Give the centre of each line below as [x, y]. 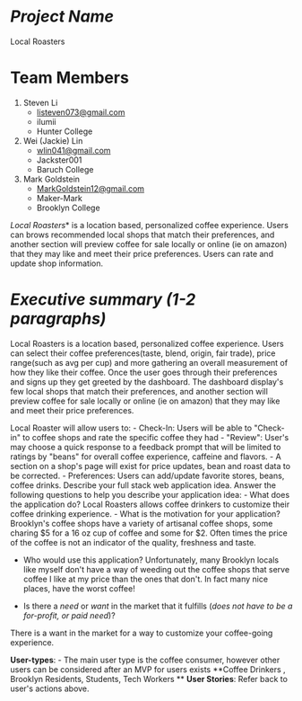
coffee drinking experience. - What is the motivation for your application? [145, 513]
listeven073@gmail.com [81, 112]
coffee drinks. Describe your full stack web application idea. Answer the [143, 485]
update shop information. [57, 263]
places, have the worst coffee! [79, 588]
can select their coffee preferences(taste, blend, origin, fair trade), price [143, 353]
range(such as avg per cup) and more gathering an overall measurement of [149, 362]
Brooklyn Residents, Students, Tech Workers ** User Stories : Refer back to [149, 679]
